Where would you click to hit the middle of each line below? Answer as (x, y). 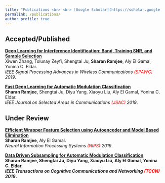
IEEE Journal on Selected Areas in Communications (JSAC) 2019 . (72, 102)
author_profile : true (27, 19)
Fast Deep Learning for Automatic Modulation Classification (68, 87)
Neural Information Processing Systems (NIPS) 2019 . (59, 146)
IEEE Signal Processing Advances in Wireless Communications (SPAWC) (79, 72)
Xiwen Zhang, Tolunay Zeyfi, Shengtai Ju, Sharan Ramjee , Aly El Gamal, (79, 61)
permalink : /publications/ (33, 14)
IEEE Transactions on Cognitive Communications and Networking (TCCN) (82, 171)
